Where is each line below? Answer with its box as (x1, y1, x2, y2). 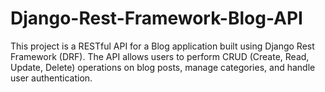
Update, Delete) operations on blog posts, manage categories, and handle (10, 61, 316, 73)
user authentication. (10, 72, 93, 84)
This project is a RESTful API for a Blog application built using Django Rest (10, 40, 315, 52)
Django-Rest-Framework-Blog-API (10, 7, 303, 30)
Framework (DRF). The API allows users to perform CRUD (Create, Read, (10, 50, 310, 62)
